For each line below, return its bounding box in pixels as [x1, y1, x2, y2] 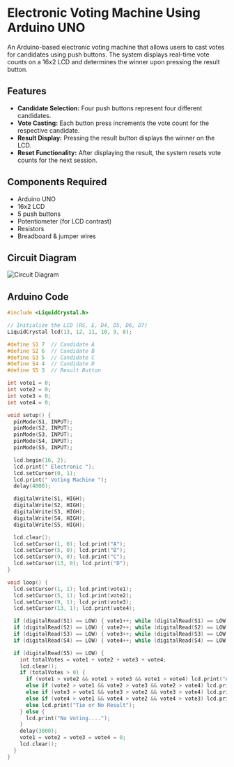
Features [7, 85, 47, 97]
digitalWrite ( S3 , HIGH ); [13, 509, 86, 516]
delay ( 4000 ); [13, 483, 52, 490]
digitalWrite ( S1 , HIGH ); [13, 495, 86, 502]
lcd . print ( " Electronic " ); [13, 463, 95, 470]
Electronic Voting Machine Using [7, 5, 201, 21]
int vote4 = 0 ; [7, 399, 52, 406]
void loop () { [7, 578, 49, 586]
